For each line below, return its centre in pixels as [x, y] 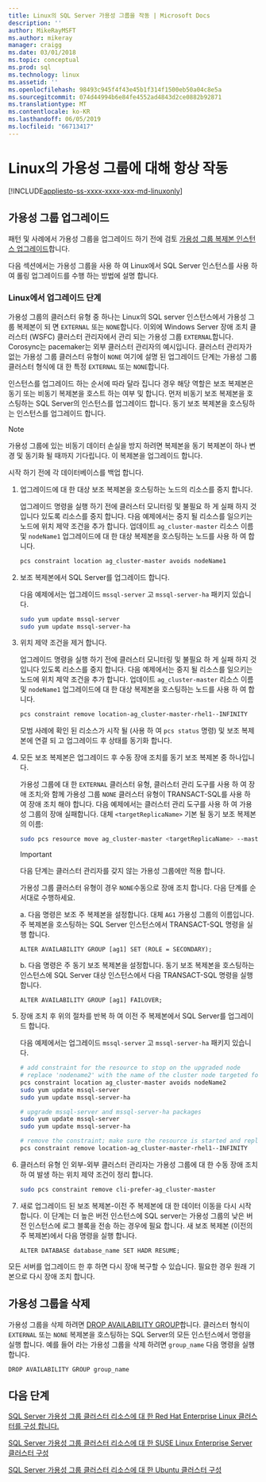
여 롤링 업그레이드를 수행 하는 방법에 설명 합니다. [83, 275]
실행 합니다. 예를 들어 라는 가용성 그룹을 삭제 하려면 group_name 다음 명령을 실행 [132, 1344]
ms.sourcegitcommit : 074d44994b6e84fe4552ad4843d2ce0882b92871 [115, 97]
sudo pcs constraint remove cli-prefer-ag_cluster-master [118, 1189]
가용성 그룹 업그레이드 [59, 218]
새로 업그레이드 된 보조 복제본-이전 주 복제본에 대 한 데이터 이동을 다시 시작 [135, 1205]
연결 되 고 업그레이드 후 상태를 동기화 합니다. [103, 741]
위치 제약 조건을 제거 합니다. [63, 643]
